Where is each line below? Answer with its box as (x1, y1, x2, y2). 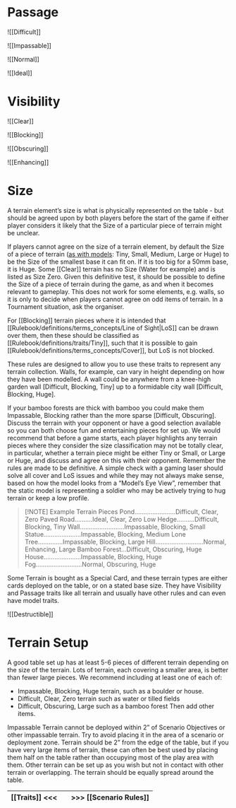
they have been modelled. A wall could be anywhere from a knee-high (7, 375, 211, 383)
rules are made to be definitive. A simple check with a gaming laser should (7, 464, 223, 472)
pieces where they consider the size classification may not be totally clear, (7, 441, 224, 450)
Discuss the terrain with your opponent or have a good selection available (7, 418, 221, 427)
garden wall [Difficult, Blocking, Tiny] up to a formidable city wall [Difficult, (7, 382, 223, 391)
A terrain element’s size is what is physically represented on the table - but (7, 206, 224, 214)
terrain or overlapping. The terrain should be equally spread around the (7, 768, 214, 776)
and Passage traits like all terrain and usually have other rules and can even (7, 588, 226, 597)
